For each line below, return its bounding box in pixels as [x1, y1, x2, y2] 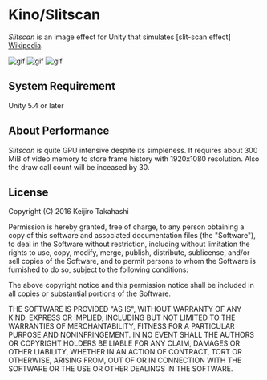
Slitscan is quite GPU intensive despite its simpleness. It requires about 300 [8, 145, 258, 155]
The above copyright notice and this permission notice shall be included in [8, 281, 254, 290]
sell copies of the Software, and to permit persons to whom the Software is [8, 257, 257, 266]
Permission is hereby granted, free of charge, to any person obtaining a [8, 222, 245, 232]
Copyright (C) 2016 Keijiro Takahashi [8, 207, 130, 216]
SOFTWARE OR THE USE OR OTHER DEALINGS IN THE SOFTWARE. [8, 364, 233, 374]
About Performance [8, 124, 110, 138]
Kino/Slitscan [8, 6, 101, 24]
